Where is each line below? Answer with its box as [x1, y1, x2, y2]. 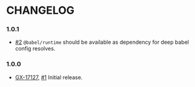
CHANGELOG [6, 4, 74, 17]
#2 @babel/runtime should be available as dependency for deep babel [15, 38, 190, 46]
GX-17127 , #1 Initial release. [15, 73, 83, 81]
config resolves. [15, 45, 56, 52]
